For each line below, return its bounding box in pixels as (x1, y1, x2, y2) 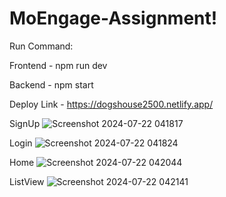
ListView (9, 175, 45, 187)
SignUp (9, 117, 41, 129)
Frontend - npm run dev (9, 59, 108, 71)
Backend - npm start (9, 78, 94, 91)
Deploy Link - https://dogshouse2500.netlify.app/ (9, 98, 214, 110)
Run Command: (9, 40, 74, 52)
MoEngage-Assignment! (9, 7, 218, 30)
